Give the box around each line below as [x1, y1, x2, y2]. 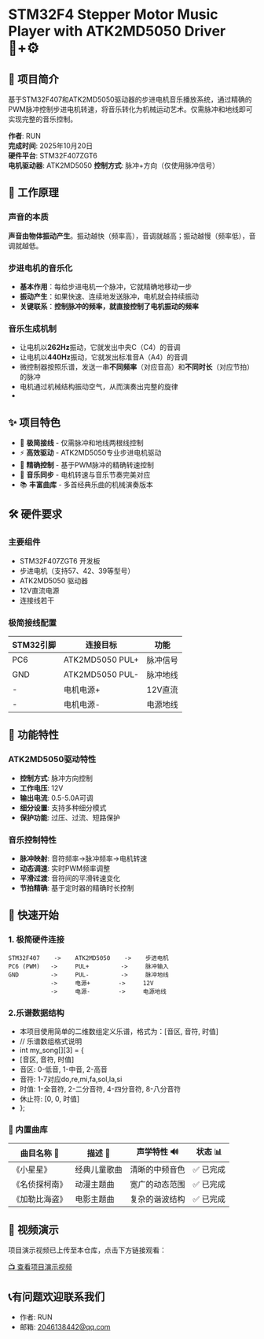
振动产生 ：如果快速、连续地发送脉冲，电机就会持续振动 [19, 292, 199, 301]
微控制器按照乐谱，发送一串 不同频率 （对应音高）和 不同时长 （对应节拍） [19, 363, 254, 372]
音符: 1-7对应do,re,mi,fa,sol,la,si [19, 1074, 123, 1084]
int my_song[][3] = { [19, 1046, 85, 1055]
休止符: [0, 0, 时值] [19, 1094, 80, 1104]
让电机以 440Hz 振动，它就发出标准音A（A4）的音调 [19, 352, 189, 362]
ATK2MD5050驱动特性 [8, 754, 97, 765]
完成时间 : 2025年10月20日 [8, 141, 93, 151]
